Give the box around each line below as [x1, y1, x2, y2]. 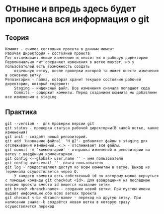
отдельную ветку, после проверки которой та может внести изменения [14, 68, 159, 73]
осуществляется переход [5, 204, 55, 209]
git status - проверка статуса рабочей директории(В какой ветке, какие [5, 125, 159, 130]
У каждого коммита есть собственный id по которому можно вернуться [14, 173, 159, 178]
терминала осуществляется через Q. [5, 169, 79, 174]
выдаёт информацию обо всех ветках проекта [5, 191, 97, 196]
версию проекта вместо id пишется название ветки [5, 182, 110, 187]
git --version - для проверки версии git [5, 121, 94, 126]
